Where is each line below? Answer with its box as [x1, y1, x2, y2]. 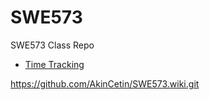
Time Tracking [24, 58, 85, 70]
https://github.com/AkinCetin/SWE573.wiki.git [10, 77, 200, 90]
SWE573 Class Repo [10, 39, 95, 51]
